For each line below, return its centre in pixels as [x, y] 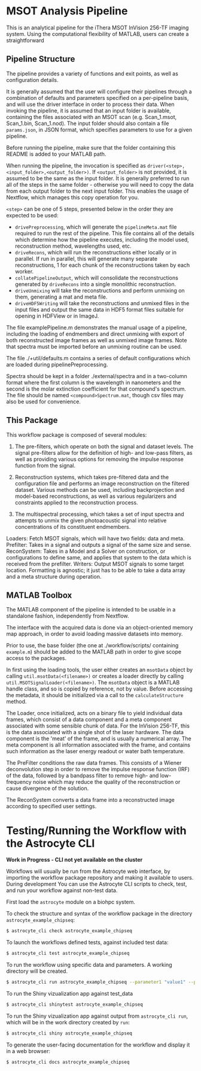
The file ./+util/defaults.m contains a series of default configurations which [98, 358]
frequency [19, 782]
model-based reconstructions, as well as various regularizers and [96, 496]
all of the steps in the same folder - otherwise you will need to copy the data [100, 184]
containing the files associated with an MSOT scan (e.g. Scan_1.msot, [92, 117]
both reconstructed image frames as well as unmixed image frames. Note [97, 340]
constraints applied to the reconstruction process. [77, 502]
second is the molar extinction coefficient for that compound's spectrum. [96, 389]
